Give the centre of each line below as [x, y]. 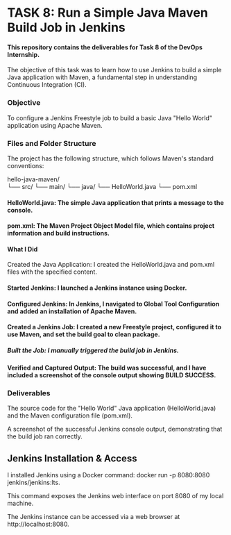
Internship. [24, 54]
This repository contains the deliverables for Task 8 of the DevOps [105, 47]
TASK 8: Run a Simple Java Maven [108, 13]
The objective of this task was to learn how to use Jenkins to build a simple [114, 70]
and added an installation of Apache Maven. [72, 311]
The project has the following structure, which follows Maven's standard [110, 158]
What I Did [23, 249]
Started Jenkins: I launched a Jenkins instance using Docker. [97, 288]
